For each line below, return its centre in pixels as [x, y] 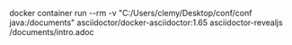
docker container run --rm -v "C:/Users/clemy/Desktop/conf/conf [131, 13]
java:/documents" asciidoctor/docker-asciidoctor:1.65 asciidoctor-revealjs [146, 22]
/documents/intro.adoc [52, 32]
